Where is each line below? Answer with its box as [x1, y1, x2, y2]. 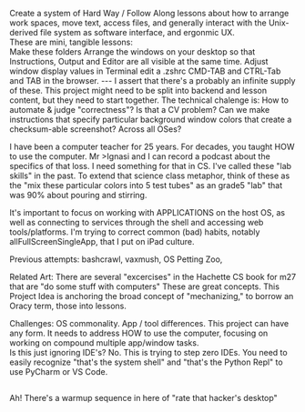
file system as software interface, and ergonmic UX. [39, 27, 235, 37]
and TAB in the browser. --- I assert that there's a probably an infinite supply [9, 75, 296, 85]
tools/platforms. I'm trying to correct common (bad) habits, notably [9, 226, 260, 237]
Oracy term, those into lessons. [9, 300, 127, 311]
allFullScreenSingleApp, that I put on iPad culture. [9, 236, 195, 246]
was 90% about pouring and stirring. [9, 190, 147, 200]
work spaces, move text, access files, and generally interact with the [9, 17, 267, 28]
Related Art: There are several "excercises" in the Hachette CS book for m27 [9, 272, 297, 282]
